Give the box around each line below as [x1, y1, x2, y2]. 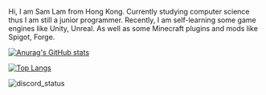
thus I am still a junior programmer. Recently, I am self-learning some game [8, 15, 256, 25]
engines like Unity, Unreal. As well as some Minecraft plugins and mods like [8, 24, 259, 33]
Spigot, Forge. [8, 32, 55, 42]
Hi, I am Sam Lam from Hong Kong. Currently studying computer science [8, 7, 250, 16]
